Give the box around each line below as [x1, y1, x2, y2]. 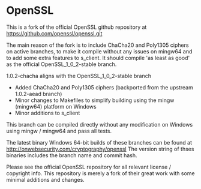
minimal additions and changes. [6, 176, 85, 183]
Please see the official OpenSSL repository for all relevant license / [6, 163, 172, 170]
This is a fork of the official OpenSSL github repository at [6, 23, 147, 31]
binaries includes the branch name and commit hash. [6, 151, 137, 159]
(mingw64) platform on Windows [14, 103, 97, 110]
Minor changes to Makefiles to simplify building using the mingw [14, 97, 175, 104]
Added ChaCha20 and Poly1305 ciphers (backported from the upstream [14, 83, 193, 91]
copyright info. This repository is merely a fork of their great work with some [6, 169, 195, 177]
